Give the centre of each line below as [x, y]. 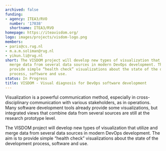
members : [14, 42]
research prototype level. [31, 118]
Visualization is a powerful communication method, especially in [70, 97]
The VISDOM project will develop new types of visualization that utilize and [82, 128]
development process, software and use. [47, 143]
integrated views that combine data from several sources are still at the [77, 113]
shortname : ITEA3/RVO [32, 28]
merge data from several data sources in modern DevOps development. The [83, 133]
